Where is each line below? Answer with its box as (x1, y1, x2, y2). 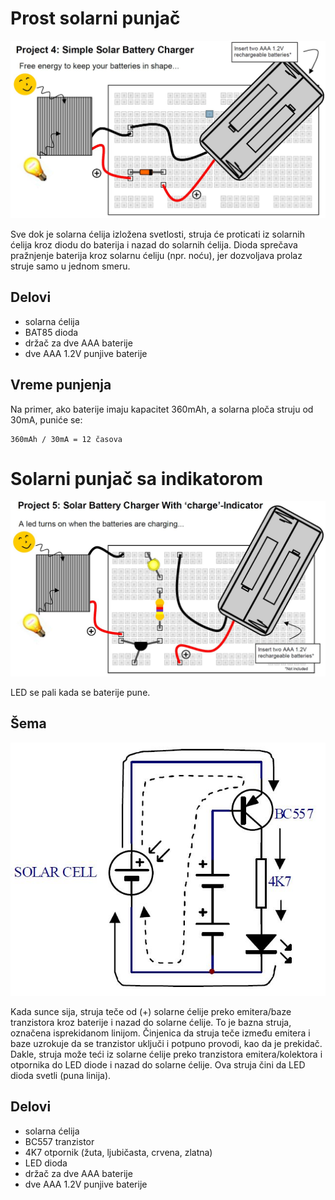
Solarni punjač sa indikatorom (10, 467, 263, 490)
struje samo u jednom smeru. (10, 260, 131, 272)
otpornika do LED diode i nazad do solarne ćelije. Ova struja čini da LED (10, 1059, 306, 1071)
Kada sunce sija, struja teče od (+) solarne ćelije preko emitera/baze (10, 1006, 292, 1018)
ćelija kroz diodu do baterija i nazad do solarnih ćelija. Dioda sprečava (10, 238, 298, 251)
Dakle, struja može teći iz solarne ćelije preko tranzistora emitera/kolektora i (10, 1048, 323, 1061)
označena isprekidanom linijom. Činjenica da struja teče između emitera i (10, 1027, 311, 1039)
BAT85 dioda (24, 326, 79, 338)
